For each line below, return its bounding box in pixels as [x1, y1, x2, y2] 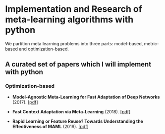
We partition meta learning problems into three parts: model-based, [5, 40, 143, 46]
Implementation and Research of [5, 3, 142, 15]
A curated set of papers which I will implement [5, 60, 152, 68]
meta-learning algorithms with [5, 14, 134, 25]
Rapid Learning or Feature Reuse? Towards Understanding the [12, 118, 144, 124]
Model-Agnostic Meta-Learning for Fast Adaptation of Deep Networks [12, 94, 160, 100]
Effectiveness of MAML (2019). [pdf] [12, 123, 89, 129]
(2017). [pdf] [12, 99, 38, 105]
